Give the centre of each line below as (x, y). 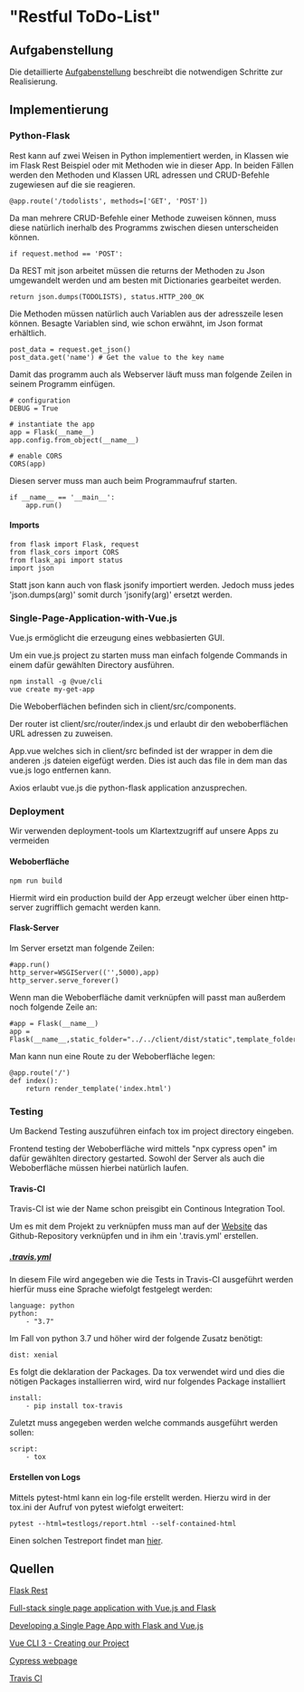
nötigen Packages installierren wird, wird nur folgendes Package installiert (148, 1382)
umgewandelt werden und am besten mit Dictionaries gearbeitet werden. (146, 280)
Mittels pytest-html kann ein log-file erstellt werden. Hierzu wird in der (140, 1497)
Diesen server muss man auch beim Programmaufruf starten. (123, 480)
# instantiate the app (52, 424)
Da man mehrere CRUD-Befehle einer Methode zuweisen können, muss (143, 218)
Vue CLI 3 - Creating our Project (69, 1643)
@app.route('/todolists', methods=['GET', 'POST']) (109, 201)
